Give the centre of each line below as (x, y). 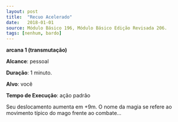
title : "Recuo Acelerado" (39, 17)
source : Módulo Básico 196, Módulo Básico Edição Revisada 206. (87, 28)
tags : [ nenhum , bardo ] (34, 33)
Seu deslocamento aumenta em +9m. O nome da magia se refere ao (89, 107)
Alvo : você (19, 84)
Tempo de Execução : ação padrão (48, 96)
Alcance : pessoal (27, 62)
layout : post (22, 11)
